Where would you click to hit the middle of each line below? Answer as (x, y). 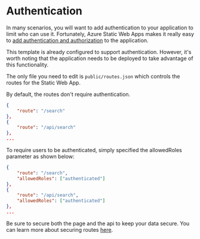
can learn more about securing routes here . (60, 229)
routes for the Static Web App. (43, 83)
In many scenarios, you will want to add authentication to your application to (100, 28)
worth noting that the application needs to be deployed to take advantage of (100, 58)
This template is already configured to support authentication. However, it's (99, 52)
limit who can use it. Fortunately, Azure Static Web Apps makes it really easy (100, 34)
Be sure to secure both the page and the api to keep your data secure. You (98, 223)
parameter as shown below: (40, 156)
